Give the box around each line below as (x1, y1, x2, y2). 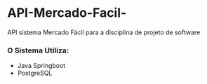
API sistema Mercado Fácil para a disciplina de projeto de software (7, 28, 201, 36)
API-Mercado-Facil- (7, 5, 127, 21)
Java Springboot (17, 62, 66, 70)
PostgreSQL (17, 69, 53, 78)
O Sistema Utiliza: (7, 45, 69, 55)
